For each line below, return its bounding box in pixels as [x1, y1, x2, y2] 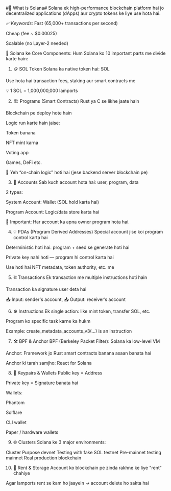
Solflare [6, 409, 22, 415]
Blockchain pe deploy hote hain [6, 110, 72, 116]
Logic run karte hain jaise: [6, 120, 60, 126]
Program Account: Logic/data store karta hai [6, 209, 100, 215]
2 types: [6, 189, 23, 195]
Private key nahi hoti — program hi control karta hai [6, 254, 114, 260]
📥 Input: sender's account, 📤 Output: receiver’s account [6, 296, 126, 302]
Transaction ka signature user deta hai [6, 286, 87, 292]
